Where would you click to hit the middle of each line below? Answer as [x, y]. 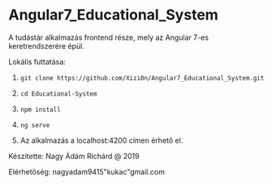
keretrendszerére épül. [47, 45]
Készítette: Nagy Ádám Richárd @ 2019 [74, 156]
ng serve [35, 125]
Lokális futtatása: [37, 62]
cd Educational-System [58, 94]
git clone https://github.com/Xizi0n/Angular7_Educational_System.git [142, 78]
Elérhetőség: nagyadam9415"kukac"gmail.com [86, 171]
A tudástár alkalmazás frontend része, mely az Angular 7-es [109, 37]
